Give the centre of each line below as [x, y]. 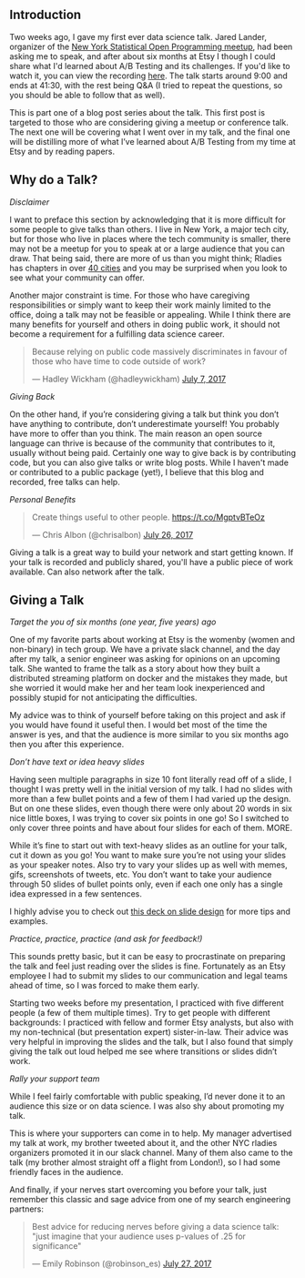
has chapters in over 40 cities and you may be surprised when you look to [148, 268]
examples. [29, 921]
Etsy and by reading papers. [62, 151]
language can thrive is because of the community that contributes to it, [142, 443]
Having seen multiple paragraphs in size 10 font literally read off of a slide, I [151, 780]
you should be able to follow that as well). [87, 95]
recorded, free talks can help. [65, 482]
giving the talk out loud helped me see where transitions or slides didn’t [143, 1051]
